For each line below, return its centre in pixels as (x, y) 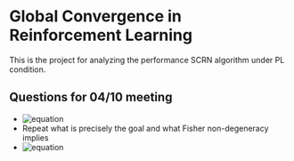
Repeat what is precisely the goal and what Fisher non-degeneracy (145, 128)
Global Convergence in (96, 16)
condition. (28, 69)
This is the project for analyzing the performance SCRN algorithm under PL (147, 60)
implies (35, 137)
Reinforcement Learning (101, 35)
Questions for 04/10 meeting (91, 97)
